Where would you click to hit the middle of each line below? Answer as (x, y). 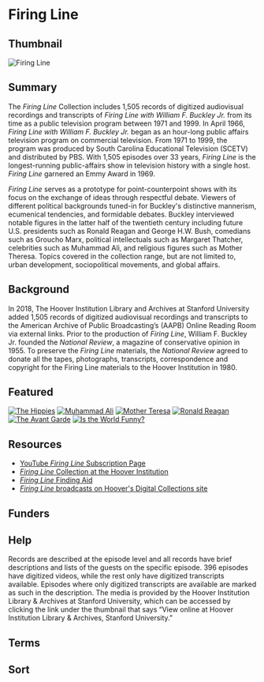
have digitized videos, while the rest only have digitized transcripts (116, 576)
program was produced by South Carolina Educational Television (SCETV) (128, 149)
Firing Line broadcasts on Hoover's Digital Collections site (113, 488)
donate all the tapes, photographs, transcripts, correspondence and (118, 359)
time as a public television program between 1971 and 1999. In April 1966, (127, 123)
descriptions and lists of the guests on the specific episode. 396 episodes (128, 567)
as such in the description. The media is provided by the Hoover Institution (129, 593)
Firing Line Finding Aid (56, 480)
